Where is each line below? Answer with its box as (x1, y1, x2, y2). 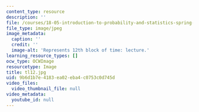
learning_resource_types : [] (6, 53, 78, 59)
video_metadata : (6, 91, 46, 97)
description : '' (6, 14, 46, 20)
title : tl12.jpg (6, 69, 46, 75)
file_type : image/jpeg (6, 25, 62, 31)
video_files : (6, 81, 38, 87)
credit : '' (11, 42, 38, 48)
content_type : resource (6, 8, 65, 15)
